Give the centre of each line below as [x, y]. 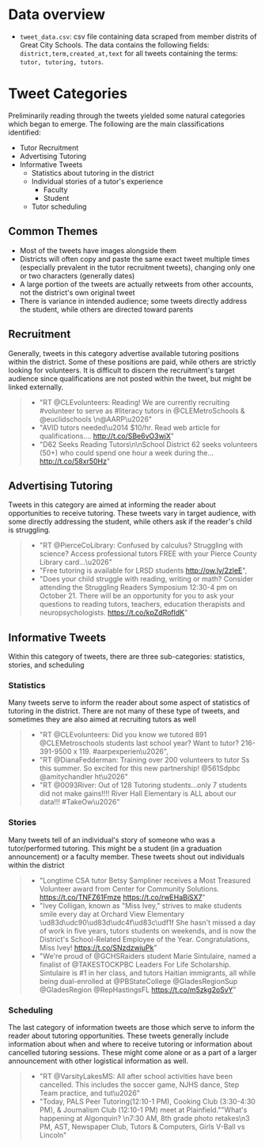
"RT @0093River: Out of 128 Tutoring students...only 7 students [143, 785]
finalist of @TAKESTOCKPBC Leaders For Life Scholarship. [135, 964]
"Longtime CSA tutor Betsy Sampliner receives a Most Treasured [145, 880]
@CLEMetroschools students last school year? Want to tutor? [139, 743]
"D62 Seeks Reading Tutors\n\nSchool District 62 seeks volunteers [148, 444]
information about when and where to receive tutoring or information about [131, 1044]
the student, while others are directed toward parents [106, 309]
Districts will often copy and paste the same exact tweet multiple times [135, 259]
